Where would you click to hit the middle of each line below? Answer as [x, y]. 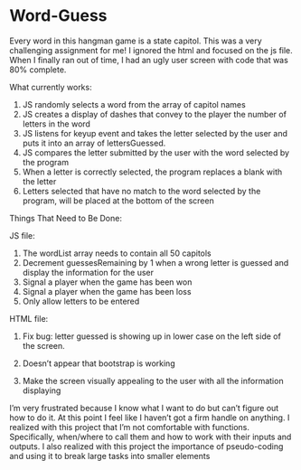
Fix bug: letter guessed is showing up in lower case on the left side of [152, 336]
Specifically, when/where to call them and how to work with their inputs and [150, 437]
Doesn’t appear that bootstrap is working [99, 363]
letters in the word [56, 124]
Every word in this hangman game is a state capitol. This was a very [136, 41]
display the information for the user [88, 272]
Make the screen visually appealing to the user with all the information [153, 381]
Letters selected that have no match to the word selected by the [141, 191]
